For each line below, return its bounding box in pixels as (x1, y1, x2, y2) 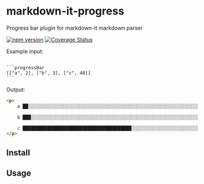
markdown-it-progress (6, 4, 124, 18)
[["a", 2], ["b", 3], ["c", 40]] (6, 70, 91, 76)
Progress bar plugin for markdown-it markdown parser (6, 24, 143, 31)
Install (6, 147, 30, 158)
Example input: (6, 47, 44, 55)
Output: (6, 86, 25, 93)
